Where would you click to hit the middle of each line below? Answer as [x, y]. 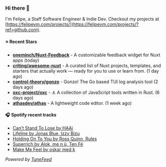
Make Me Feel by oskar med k [44, 149]
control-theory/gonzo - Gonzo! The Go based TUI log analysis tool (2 [85, 81]
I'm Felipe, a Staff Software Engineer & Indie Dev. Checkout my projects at [82, 19]
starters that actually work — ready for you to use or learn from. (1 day [86, 71]
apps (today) [26, 60]
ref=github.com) [22, 30]
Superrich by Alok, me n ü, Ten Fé [48, 144]
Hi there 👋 [18, 8]
